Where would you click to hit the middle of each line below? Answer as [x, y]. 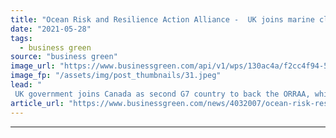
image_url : [33, 66]
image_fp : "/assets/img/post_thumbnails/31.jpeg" [116, 76]
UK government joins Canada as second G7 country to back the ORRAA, [162, 94]
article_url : [37, 103]
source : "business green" [64, 57]
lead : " [26, 85]
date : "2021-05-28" [51, 29]
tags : [21, 38]
